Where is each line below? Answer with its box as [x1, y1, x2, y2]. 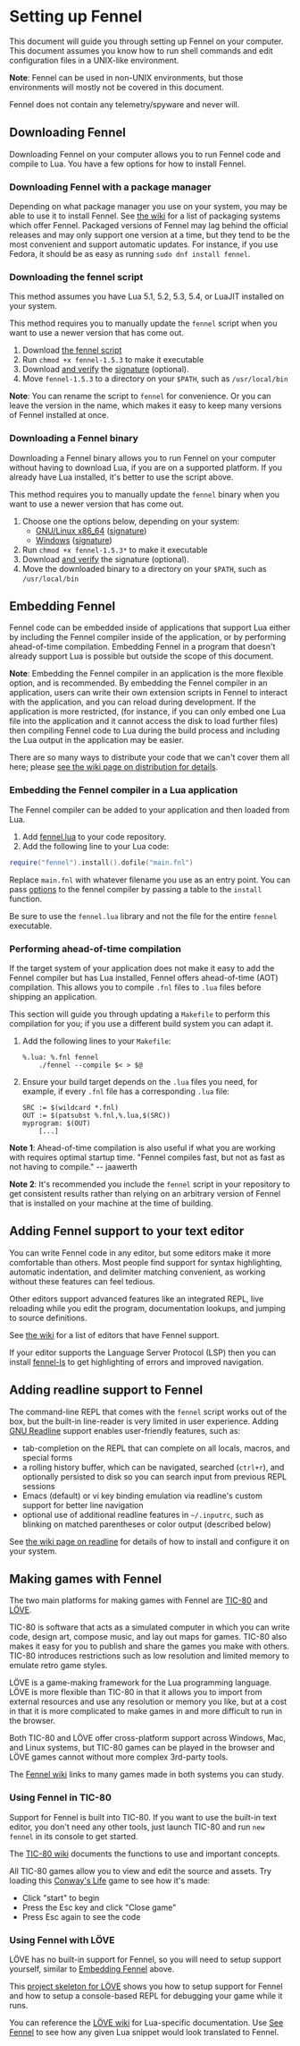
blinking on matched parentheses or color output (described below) [21, 1519, 271, 1530]
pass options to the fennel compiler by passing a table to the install [9, 883, 262, 894]
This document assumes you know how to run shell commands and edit [9, 45, 274, 55]
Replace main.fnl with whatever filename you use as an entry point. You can [9, 874, 291, 885]
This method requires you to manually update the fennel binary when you [9, 489, 279, 499]
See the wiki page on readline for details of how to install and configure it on [9, 1536, 290, 1547]
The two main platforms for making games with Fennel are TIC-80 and [9, 1595, 268, 1606]
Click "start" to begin [21, 1892, 100, 1903]
